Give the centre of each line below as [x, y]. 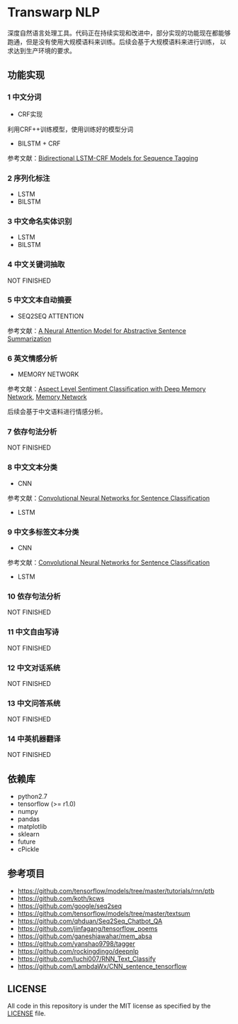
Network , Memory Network [47, 397]
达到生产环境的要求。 [44, 50]
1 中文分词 [24, 97]
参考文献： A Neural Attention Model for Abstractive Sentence [97, 330]
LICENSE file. [27, 1013]
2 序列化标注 [29, 178]
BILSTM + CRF [39, 143]
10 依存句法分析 [34, 596]
